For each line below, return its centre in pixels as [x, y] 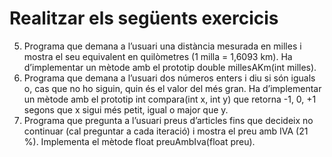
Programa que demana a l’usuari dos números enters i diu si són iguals [169, 78]
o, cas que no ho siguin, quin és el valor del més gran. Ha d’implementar [172, 88]
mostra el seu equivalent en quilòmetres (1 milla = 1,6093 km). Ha [158, 56]
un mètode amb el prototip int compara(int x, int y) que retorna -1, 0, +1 [170, 99]
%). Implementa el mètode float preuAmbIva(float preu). [139, 141]
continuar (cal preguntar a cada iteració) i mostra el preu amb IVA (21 [166, 131]
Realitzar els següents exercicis [144, 18]
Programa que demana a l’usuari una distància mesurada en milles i [162, 46]
